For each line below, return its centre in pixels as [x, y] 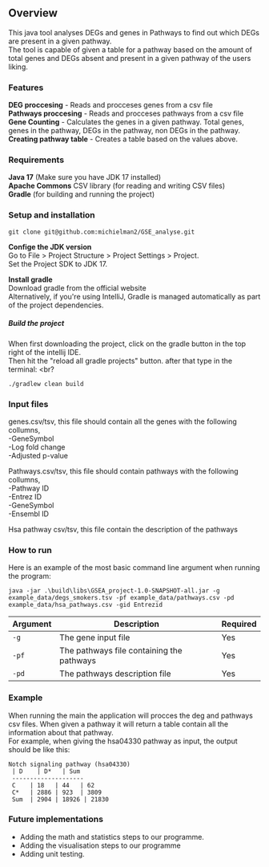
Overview [33, 13]
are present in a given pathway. [60, 41]
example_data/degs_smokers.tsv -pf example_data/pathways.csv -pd [121, 598]
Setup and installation [52, 215]
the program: [30, 576]
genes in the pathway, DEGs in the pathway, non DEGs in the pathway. [124, 131]
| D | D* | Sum [46, 771]
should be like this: [39, 749]
